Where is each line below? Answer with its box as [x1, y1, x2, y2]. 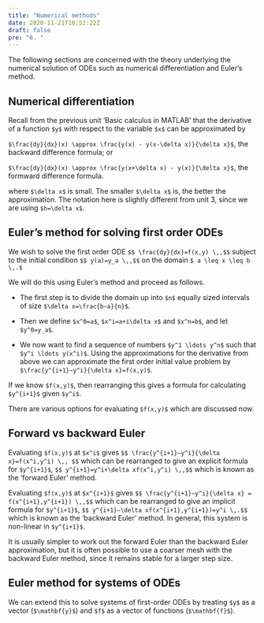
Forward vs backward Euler [8, 427, 146, 440]
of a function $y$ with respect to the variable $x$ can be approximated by [8, 124, 246, 134]
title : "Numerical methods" [8, 11, 101, 20]
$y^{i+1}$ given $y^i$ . [8, 388, 82, 398]
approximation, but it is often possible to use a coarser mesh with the [8, 545, 232, 554]
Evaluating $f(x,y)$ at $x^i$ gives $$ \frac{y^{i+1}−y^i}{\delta [8, 447, 221, 457]
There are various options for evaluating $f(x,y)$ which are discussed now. [8, 403, 255, 413]
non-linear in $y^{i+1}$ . [8, 521, 85, 531]
